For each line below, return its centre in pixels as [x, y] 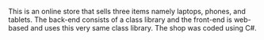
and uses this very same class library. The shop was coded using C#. [144, 28]
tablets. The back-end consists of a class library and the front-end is [120, 20]
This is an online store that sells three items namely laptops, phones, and [127, 11]
